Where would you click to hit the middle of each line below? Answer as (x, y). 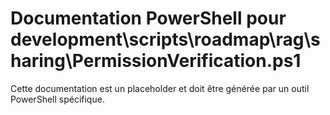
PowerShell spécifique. (57, 99)
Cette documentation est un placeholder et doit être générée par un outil (160, 88)
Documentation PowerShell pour (148, 18)
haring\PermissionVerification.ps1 (156, 61)
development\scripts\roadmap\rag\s (165, 39)
